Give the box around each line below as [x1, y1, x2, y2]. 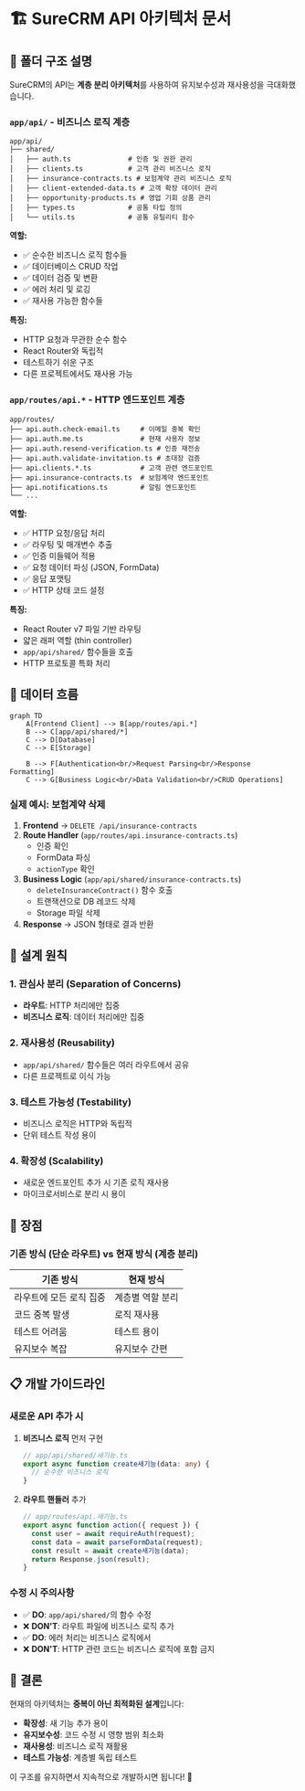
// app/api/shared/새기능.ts [22, 1450, 128, 1460]
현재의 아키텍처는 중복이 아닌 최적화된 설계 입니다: [9, 1699, 184, 1710]
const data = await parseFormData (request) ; [31, 1537, 204, 1547]
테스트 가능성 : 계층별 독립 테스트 [22, 1752, 138, 1764]
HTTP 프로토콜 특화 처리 [22, 657, 111, 668]
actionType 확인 [36, 863, 95, 874]
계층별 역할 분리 [114, 1290, 179, 1303]
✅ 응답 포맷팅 [22, 573, 71, 584]
